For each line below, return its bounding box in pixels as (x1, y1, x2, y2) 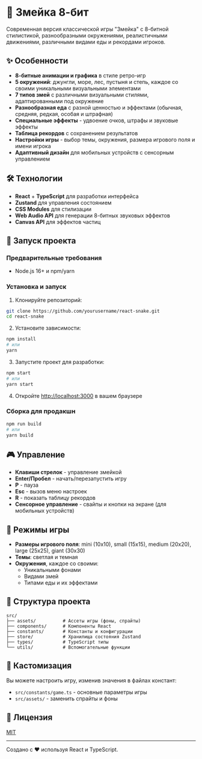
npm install (6, 336, 36, 342)
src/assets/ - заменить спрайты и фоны (14, 694, 118, 702)
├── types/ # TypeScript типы (6, 639, 109, 645)
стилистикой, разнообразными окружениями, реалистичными (6, 31, 168, 39)
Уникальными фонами (23, 566, 81, 574)
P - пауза (14, 481, 39, 488)
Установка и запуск (6, 283, 67, 291)
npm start (6, 370, 31, 376)
